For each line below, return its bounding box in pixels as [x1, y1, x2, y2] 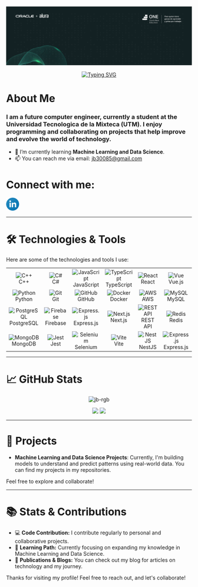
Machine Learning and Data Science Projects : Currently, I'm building [14, 454, 184, 461]
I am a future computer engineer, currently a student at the [6, 113, 178, 121]
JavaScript [72, 281, 99, 288]
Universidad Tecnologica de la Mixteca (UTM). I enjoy [6, 120, 163, 129]
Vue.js [168, 278, 184, 285]
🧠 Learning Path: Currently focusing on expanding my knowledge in [14, 544, 181, 551]
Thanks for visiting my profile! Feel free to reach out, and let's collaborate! [6, 574, 186, 582]
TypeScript [105, 281, 133, 288]
